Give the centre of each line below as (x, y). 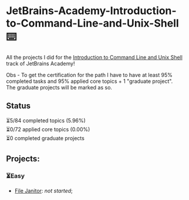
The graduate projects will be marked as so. (59, 87)
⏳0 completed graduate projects (45, 138)
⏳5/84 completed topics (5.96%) (46, 120)
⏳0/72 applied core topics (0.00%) (48, 129)
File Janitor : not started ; (44, 191)
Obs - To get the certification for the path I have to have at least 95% (90, 75)
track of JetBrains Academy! (41, 64)
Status (18, 106)
